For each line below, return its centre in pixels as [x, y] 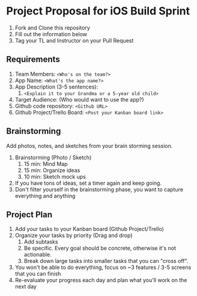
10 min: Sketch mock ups [55, 176]
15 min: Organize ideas [52, 170]
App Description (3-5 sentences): [56, 87]
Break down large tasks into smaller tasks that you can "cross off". [106, 261]
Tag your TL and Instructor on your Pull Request [74, 40]
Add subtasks [41, 242]
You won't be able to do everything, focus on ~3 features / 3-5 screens [103, 267]
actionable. [38, 254]
